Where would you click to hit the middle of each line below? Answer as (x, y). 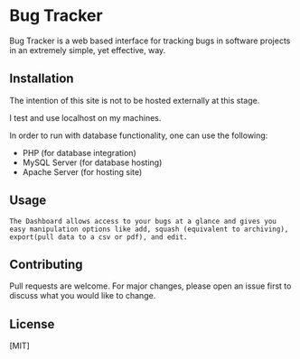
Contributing (46, 264)
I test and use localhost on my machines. (85, 117)
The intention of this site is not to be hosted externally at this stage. (135, 100)
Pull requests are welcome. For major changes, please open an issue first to (150, 286)
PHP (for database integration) (80, 152)
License (32, 324)
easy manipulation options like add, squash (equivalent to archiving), (149, 229)
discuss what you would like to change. (83, 296)
